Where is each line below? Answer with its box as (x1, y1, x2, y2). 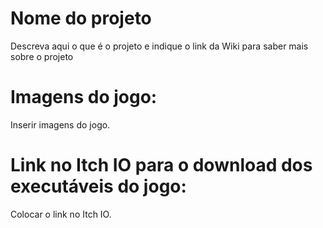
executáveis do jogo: (10, 175, 187, 198)
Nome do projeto (10, 7, 152, 30)
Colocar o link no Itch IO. (10, 208, 112, 220)
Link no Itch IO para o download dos (10, 154, 313, 177)
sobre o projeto (10, 50, 74, 62)
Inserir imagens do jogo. (10, 118, 111, 131)
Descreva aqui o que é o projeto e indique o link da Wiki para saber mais (10, 40, 309, 52)
